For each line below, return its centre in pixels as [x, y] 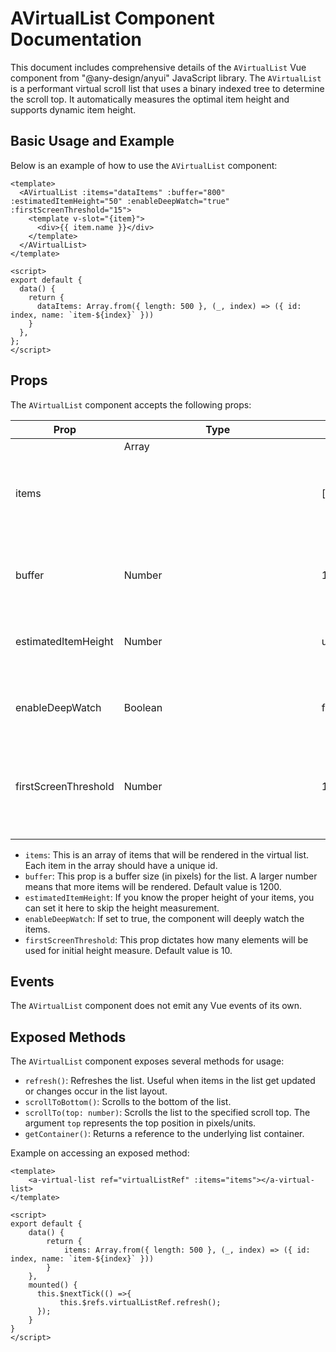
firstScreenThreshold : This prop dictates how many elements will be [166, 939]
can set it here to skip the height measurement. [122, 908]
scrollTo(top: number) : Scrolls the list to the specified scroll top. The [167, 1113]
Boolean [143, 707]
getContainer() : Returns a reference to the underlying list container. [164, 1134]
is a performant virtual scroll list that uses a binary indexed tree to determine [167, 88]
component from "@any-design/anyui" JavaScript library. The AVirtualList [166, 78]
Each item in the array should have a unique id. [121, 865]
